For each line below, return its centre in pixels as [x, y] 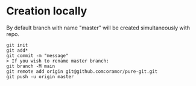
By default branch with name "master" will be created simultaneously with [98, 28]
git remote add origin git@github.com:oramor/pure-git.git [82, 71]
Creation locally [47, 11]
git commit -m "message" [37, 55]
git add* [17, 50]
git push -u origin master [40, 76]
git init [17, 45]
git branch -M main [31, 66]
